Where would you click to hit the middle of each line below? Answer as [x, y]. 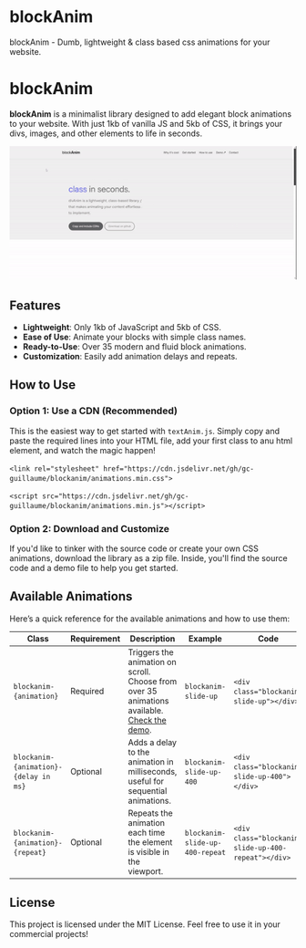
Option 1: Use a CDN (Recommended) [93, 411]
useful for [146, 781]
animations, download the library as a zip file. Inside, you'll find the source [149, 558]
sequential [148, 790]
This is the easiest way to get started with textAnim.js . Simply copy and [145, 431]
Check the [147, 720]
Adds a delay [153, 742]
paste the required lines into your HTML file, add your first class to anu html [151, 441]
